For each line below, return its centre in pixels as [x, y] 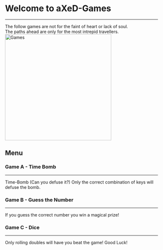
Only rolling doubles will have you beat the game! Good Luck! [66, 243]
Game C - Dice [22, 227]
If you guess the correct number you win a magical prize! [62, 215]
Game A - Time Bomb [31, 167]
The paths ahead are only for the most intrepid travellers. [62, 32]
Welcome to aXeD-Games [58, 8]
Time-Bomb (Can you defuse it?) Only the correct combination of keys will [79, 182]
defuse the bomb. [23, 187]
